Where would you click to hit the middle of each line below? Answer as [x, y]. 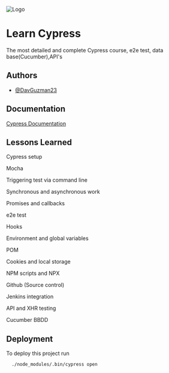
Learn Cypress [43, 34]
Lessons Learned [39, 142]
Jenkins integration [30, 297]
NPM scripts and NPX [33, 273]
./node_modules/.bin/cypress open [55, 365]
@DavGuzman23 [36, 90]
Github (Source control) [35, 285]
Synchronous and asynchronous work [53, 192]
